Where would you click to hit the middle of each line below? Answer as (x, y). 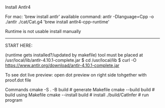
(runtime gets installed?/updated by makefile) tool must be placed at (74, 55)
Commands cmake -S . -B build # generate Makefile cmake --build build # (80, 90)
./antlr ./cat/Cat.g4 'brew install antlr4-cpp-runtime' (57, 22)
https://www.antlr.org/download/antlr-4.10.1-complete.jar (62, 65)
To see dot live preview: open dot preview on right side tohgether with (76, 75)
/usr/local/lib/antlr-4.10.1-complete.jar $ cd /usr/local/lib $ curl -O (71, 60)
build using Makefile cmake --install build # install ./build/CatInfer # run (77, 95)
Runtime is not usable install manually (43, 31)
